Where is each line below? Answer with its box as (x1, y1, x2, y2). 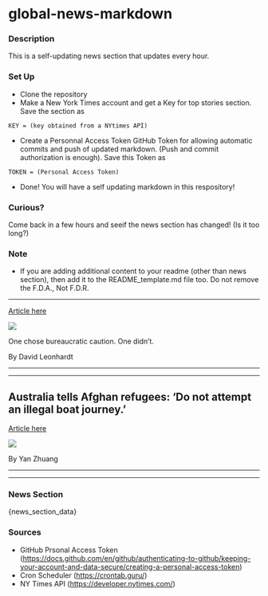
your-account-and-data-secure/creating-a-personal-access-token (19, 562, 240, 571)
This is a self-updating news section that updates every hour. (8, 51, 210, 61)
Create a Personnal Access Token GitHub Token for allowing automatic (19, 135, 253, 145)
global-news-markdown (8, 5, 173, 23)
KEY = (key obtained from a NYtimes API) (8, 121, 148, 130)
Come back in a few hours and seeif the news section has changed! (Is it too (8, 220, 260, 229)
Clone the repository (19, 89, 88, 99)
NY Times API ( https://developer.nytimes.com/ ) (19, 578, 175, 588)
